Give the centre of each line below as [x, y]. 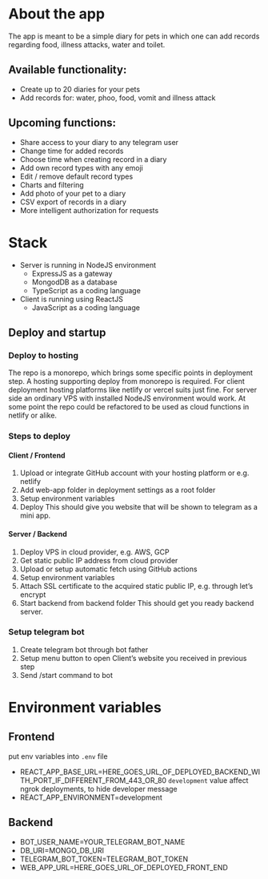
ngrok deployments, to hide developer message [98, 788]
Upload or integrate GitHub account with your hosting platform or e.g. [134, 473]
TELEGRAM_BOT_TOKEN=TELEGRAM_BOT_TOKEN [104, 859]
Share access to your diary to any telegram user [99, 142]
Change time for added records [72, 151]
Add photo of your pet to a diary [73, 193]
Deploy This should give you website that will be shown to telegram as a [139, 507]
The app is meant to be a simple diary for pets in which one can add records [134, 36]
